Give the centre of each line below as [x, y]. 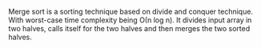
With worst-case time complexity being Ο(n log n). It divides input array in [130, 20]
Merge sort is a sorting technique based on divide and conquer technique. [131, 12]
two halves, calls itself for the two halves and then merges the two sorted [129, 28]
